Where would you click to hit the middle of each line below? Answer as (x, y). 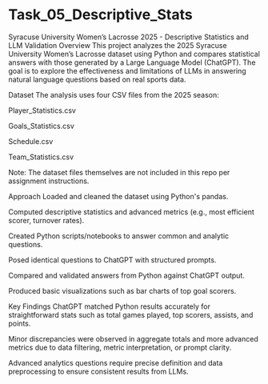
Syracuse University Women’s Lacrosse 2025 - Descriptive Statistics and (129, 37)
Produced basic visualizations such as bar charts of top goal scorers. (122, 290)
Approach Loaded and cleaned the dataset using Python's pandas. (118, 196)
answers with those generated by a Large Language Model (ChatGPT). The (132, 62)
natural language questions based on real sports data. (97, 79)
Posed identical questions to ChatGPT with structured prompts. (112, 260)
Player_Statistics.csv (42, 110)
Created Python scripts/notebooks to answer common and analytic (119, 236)
